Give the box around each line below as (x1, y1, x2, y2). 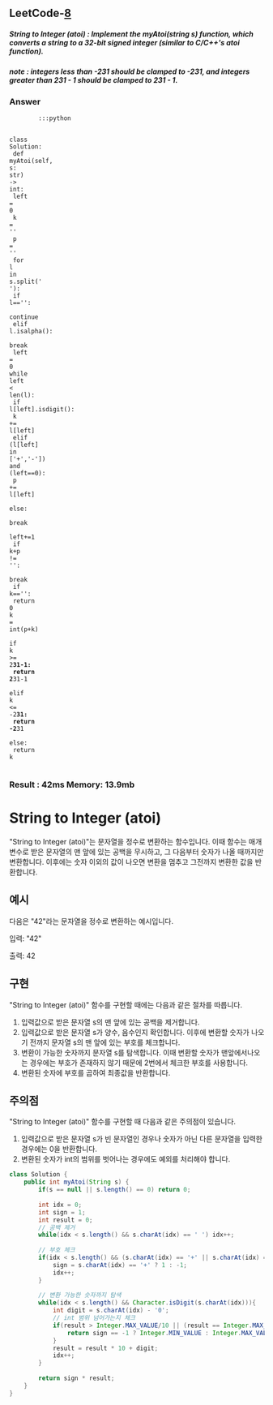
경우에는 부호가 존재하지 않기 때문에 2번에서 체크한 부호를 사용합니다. (29, 1058, 249, 1068)
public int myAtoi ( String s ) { (23, 1178, 130, 1187)
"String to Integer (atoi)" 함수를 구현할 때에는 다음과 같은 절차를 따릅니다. (9, 999, 242, 1009)
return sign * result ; (38, 1374, 115, 1382)
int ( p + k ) (9, 625, 39, 634)
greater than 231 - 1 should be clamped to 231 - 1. (9, 75, 178, 85)
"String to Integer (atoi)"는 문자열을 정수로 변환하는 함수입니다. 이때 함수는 (9, 836, 247, 846)
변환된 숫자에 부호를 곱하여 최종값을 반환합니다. (20, 1068, 171, 1077)
